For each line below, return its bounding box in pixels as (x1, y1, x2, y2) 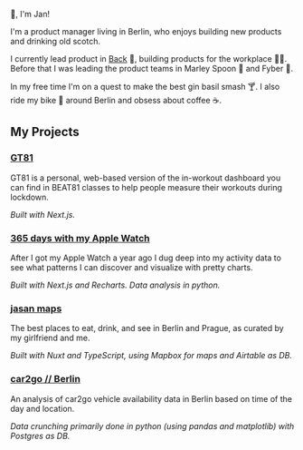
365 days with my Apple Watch (10, 231, 150, 244)
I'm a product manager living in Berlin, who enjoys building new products (10, 26, 282, 36)
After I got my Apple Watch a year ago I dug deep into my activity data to (10, 252, 281, 263)
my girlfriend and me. (10, 332, 90, 344)
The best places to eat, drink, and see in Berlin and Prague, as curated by (10, 323, 284, 334)
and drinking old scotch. (10, 36, 100, 46)
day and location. (10, 403, 75, 414)
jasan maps (10, 302, 62, 315)
